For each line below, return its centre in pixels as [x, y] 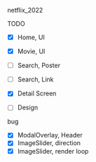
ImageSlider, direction [49, 143]
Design [28, 107]
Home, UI [31, 37]
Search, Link [35, 79]
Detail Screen [37, 93]
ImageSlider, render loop [53, 151]
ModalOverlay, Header [50, 135]
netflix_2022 [25, 10]
